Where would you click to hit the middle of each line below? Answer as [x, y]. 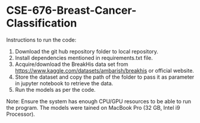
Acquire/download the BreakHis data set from [71, 64]
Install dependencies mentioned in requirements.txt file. [84, 58]
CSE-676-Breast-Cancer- [71, 10]
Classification [41, 23]
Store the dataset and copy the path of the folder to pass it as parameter [105, 77]
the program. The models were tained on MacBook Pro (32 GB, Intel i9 [93, 107]
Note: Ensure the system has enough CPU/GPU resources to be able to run [99, 101]
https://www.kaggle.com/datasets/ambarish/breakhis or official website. [104, 70]
